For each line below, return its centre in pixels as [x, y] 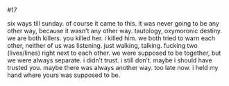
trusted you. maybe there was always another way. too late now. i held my [113, 68]
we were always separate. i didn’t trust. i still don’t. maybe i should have [110, 60]
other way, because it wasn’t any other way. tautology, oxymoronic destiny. [115, 31]
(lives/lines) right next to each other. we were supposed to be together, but [114, 53]
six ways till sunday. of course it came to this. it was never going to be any [113, 23]
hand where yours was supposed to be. [64, 75]
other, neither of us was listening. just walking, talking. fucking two [102, 45]
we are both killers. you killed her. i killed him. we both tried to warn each [111, 38]
